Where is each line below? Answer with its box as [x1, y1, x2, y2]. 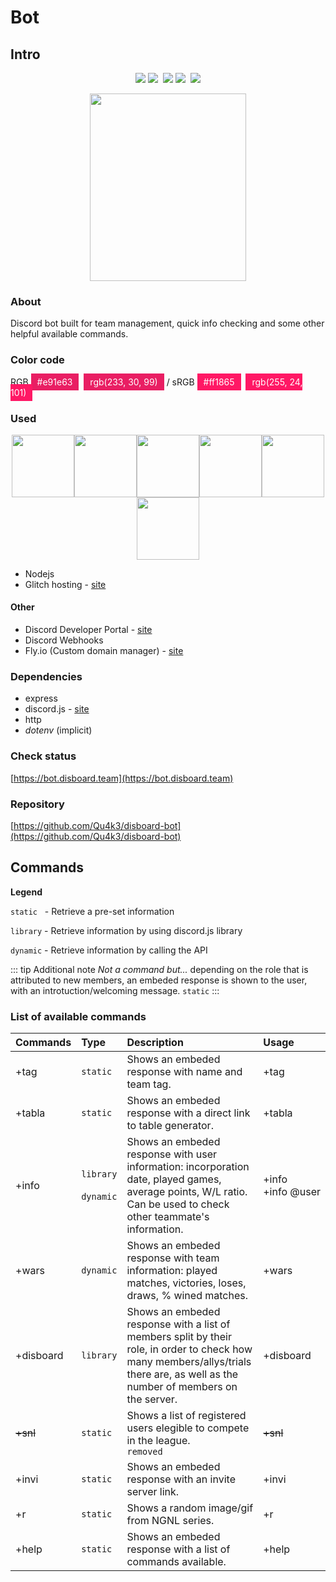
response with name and [126, 1065, 243, 1079]
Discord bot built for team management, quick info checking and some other [10, 317, 325, 330]
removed [126, 1446, 163, 1458]
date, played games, [126, 1172, 222, 1186]
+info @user [263, 1185, 321, 1199]
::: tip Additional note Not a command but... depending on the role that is [10, 963, 309, 975]
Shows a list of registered [126, 1409, 247, 1423]
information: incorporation [126, 1160, 250, 1174]
